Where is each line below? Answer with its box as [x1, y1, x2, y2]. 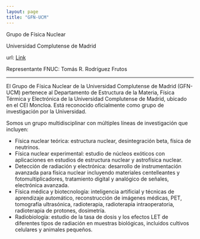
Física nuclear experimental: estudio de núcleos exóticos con [14, 150, 165, 157]
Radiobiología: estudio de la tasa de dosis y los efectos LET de [14, 213, 168, 221]
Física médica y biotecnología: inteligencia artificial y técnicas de [14, 188, 174, 195]
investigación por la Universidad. [6, 108, 87, 115]
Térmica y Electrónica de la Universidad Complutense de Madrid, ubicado [6, 95, 187, 102]
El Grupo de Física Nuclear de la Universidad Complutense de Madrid [6, 82, 177, 89]
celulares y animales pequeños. [14, 226, 93, 233]
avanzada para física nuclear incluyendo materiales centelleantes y [14, 169, 180, 176]
